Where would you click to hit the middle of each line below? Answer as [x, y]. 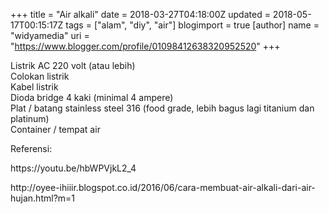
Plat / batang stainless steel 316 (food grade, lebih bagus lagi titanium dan [162, 108]
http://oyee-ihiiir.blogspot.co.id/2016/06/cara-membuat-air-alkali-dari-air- [163, 187]
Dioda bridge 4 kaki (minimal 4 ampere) [92, 97]
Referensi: [31, 148]
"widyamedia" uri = [50, 35]
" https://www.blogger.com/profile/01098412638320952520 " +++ [145, 46]
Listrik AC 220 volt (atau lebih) [73, 65]
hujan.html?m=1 [43, 198]
